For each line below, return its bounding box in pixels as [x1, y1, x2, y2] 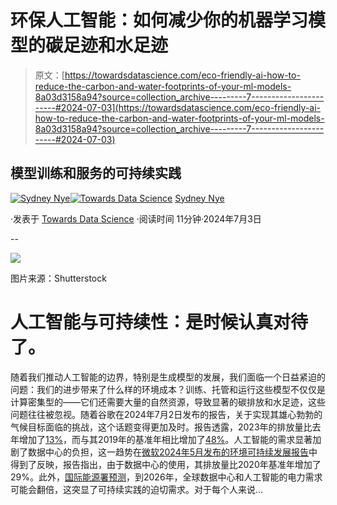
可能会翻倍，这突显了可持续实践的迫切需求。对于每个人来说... [10, 483, 264, 495]
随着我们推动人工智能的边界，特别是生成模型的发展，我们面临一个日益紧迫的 [10, 371, 326, 383]
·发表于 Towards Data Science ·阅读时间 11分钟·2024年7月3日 [10, 212, 262, 225]
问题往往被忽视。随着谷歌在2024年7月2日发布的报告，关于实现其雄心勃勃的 [10, 408, 323, 420]
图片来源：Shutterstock [10, 272, 107, 284]
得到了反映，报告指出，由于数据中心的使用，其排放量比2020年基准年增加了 [10, 458, 322, 470]
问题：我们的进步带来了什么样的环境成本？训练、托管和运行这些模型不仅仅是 [10, 383, 326, 395]
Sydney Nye [174, 192, 225, 204]
